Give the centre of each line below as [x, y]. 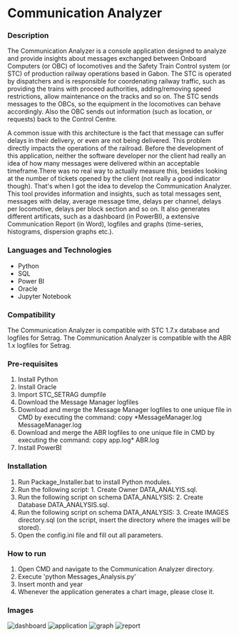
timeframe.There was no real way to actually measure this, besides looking [117, 171]
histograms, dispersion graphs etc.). [61, 232]
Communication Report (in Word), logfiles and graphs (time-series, [105, 224]
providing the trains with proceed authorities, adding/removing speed [110, 89]
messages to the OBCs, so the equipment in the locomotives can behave [114, 104]
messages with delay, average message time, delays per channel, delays [115, 201]
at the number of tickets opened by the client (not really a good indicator [114, 179]
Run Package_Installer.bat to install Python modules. [95, 482]
